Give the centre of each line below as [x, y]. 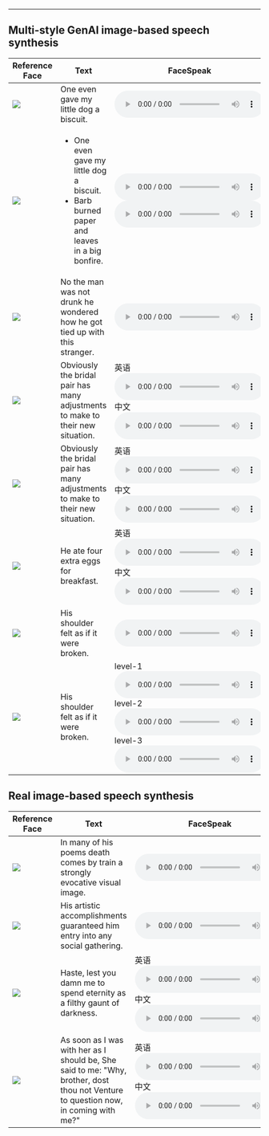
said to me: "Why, [93, 1070]
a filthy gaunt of [90, 1003]
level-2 [128, 703]
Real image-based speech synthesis [101, 796]
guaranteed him [90, 926]
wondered [79, 311]
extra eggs [80, 560]
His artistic [80, 906]
